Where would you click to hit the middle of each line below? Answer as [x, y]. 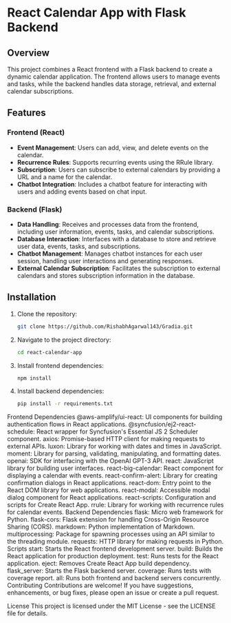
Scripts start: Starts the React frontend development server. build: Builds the [115, 549]
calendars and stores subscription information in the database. [106, 275]
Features [26, 113]
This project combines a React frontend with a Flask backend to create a [110, 69]
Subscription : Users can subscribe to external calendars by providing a [119, 170]
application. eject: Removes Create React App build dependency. [99, 564]
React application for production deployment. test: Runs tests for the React [113, 556]
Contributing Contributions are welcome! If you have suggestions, [100, 585]
